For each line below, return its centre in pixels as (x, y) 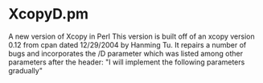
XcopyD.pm (49, 14)
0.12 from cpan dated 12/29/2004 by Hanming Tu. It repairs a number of (127, 44)
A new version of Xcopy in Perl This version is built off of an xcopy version (131, 36)
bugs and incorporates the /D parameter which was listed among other (126, 53)
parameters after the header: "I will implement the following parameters (127, 62)
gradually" (25, 70)
